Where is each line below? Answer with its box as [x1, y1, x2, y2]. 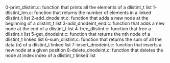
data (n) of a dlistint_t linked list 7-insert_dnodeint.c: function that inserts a [5, 42, 162, 47]
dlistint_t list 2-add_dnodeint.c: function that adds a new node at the [5, 15, 149, 21]
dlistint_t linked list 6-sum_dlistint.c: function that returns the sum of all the [5, 36, 162, 42]
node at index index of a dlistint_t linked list [5, 52, 96, 58]
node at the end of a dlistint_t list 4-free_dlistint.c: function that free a [5, 26, 151, 32]
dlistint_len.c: [5, 10, 33, 16]
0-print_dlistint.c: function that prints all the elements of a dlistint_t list [5, 5, 152, 10]
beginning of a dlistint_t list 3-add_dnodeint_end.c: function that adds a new [5, 20, 165, 26]
